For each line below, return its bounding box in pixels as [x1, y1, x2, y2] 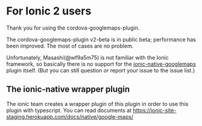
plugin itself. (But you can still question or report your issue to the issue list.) [6, 66, 195, 74]
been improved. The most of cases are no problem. [6, 42, 134, 49]
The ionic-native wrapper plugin [6, 84, 130, 95]
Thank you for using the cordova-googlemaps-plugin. [6, 24, 140, 31]
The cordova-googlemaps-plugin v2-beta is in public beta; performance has [6, 36, 196, 43]
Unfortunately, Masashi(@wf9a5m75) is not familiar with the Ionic [6, 54, 169, 61]
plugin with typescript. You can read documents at [6, 107, 131, 114]
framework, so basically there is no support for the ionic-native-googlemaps [6, 60, 196, 68]
